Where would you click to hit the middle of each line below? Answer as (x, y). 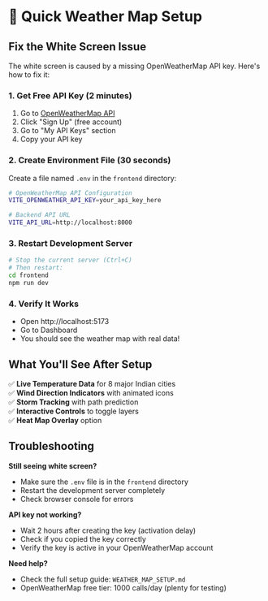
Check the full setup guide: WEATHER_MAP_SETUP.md (103, 579)
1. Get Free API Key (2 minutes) (70, 95)
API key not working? (45, 514)
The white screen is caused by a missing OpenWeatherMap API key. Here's (134, 66)
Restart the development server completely (93, 490)
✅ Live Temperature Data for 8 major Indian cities (92, 384)
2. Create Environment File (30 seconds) (90, 160)
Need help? (28, 563)
